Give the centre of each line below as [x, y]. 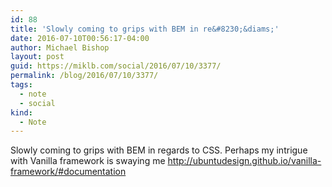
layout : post [37, 57]
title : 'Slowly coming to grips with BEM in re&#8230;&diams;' [145, 29]
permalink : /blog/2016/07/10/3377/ [84, 76]
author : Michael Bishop [60, 47]
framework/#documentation [68, 172]
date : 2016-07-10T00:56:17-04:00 [80, 38]
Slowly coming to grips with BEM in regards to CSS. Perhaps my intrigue [159, 150]
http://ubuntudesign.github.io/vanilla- [244, 161]
